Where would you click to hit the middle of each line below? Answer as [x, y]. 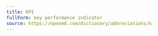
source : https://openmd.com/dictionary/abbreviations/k [79, 23]
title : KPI [20, 12]
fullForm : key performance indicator [55, 18]
